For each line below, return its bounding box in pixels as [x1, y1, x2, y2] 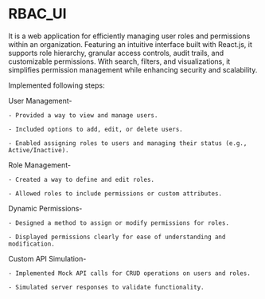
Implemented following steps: [8, 81, 105, 90]
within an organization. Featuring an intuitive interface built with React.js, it [8, 39, 253, 49]
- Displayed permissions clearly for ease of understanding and [8, 233, 226, 241]
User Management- [8, 96, 73, 105]
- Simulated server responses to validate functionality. [8, 283, 205, 291]
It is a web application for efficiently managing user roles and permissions [8, 31, 251, 41]
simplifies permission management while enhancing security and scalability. [8, 65, 258, 74]
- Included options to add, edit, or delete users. [8, 125, 183, 133]
